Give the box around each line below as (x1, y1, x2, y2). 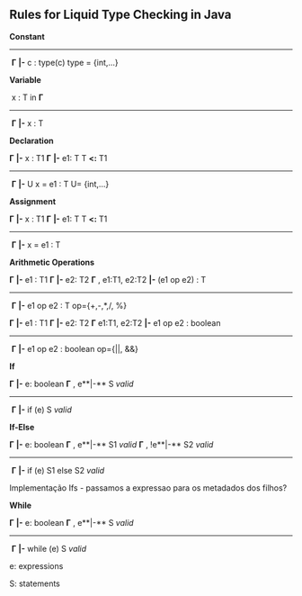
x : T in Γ (11, 92, 44, 103)
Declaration (9, 135, 54, 146)
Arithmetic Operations (9, 257, 95, 267)
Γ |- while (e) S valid (11, 543, 87, 554)
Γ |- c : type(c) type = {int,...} (11, 57, 119, 68)
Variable (9, 74, 42, 85)
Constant (9, 31, 45, 41)
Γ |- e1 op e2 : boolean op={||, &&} (11, 343, 139, 354)
